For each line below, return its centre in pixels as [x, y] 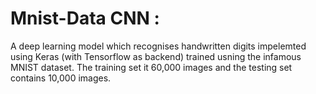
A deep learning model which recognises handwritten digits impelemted [158, 46]
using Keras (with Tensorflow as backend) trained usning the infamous [156, 56]
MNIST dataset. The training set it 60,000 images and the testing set [151, 67]
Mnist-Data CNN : [85, 18]
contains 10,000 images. [61, 78]
